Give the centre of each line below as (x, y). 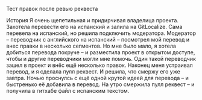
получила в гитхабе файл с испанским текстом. (68, 91)
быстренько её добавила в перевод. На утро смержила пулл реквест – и (100, 84)
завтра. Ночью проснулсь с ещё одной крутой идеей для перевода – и (97, 78)
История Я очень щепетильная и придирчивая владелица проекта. (93, 20)
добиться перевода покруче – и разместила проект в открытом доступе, (101, 52)
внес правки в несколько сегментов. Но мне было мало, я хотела (91, 46)
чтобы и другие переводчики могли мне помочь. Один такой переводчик (101, 59)
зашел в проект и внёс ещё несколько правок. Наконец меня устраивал (99, 65)
